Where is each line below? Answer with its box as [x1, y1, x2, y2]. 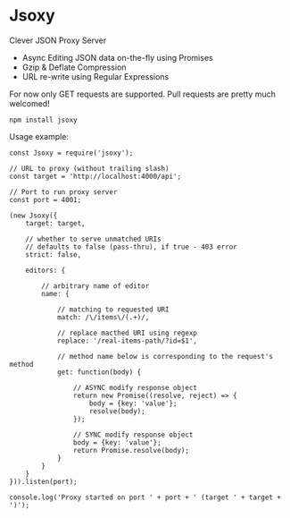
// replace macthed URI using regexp [56, 328, 198, 337]
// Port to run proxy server [9, 187, 118, 197]
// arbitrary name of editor [41, 281, 150, 291]
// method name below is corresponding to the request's [56, 352, 274, 361]
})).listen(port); [9, 477, 78, 486]
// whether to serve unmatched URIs [25, 234, 162, 243]
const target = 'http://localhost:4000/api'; [9, 172, 181, 181]
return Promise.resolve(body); [72, 446, 190, 454]
